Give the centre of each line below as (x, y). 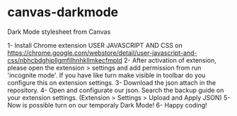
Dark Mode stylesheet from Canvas (59, 32)
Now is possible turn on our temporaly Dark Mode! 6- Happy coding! (107, 105)
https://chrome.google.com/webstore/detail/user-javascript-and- (102, 53)
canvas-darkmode (63, 12)
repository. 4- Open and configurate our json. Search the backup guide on (116, 90)
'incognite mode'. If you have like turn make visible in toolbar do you (106, 75)
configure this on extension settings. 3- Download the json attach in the (112, 82)
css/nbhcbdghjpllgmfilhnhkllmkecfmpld (65, 60)
